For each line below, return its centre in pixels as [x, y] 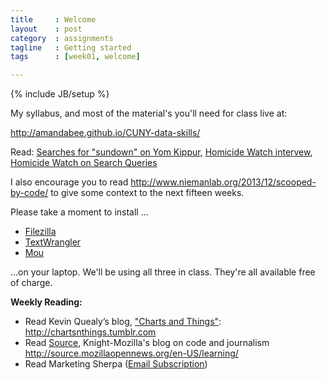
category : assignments [62, 38]
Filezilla [40, 232]
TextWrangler [53, 242]
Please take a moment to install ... [79, 212]
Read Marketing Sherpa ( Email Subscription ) [116, 364]
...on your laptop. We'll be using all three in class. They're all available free [163, 272]
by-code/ [29, 193]
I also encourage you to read [69, 182]
